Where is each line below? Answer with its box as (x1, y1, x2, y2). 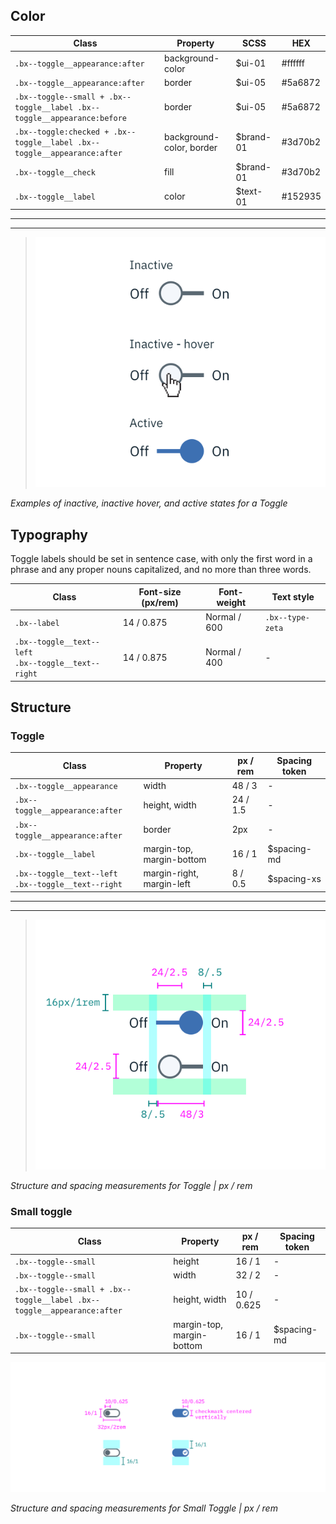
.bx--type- (264, 613, 311, 623)
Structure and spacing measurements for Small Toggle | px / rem (10, 1502, 278, 1514)
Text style (271, 591, 315, 603)
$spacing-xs (267, 872, 322, 884)
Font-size (138, 585, 182, 598)
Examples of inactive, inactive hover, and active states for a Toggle (10, 497, 288, 509)
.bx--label (14, 618, 60, 628)
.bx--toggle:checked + (14, 127, 110, 138)
